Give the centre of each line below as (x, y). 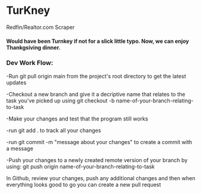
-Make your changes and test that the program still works (77, 119)
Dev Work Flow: (30, 63)
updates (16, 83)
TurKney (28, 11)
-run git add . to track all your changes (54, 130)
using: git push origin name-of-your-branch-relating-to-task (80, 166)
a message (20, 148)
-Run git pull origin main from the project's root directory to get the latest (96, 76)
